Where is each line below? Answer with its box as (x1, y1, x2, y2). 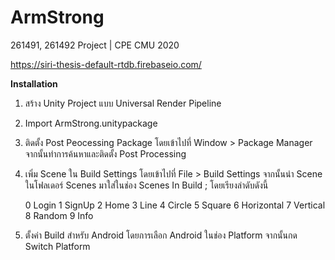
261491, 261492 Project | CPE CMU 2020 (10, 39, 180, 51)
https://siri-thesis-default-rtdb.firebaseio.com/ (10, 58, 202, 70)
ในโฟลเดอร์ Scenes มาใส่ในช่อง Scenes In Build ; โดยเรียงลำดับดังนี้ (24, 179, 269, 191)
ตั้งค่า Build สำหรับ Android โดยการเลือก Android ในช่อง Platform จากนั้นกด (24, 229, 298, 241)
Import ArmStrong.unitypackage (24, 117, 158, 129)
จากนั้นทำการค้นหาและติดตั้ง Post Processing (24, 147, 187, 160)
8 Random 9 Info (24, 209, 94, 221)
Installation (10, 77, 58, 90)
